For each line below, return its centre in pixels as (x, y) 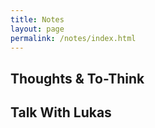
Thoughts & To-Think (77, 78)
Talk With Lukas (61, 112)
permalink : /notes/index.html (73, 38)
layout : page (37, 29)
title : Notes (37, 19)
